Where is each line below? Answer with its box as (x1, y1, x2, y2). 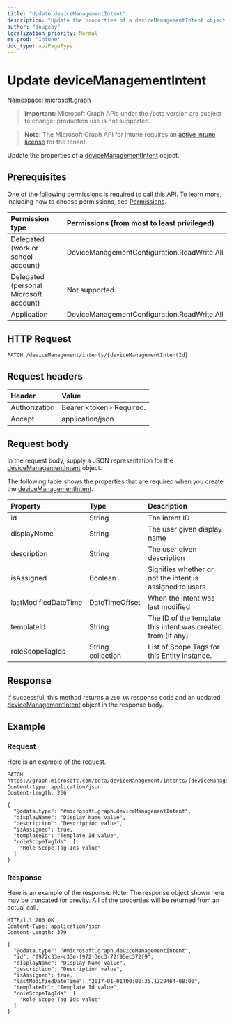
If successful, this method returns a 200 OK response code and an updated (7, 693, 221, 701)
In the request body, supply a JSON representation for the (7, 456, 174, 465)
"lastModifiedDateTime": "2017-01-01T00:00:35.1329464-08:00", (13, 977, 201, 984)
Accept (10, 414, 35, 424)
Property (10, 502, 41, 511)
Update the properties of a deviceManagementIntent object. (7, 151, 180, 159)
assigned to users (147, 582, 207, 592)
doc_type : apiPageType (7, 43, 73, 50)
